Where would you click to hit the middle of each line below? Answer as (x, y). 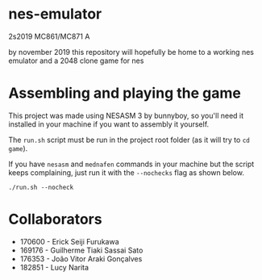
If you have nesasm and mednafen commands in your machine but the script (131, 164)
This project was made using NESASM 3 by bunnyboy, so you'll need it (126, 115)
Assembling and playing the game (125, 93)
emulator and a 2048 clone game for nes (76, 61)
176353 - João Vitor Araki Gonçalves (81, 258)
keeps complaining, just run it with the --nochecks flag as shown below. (126, 172)
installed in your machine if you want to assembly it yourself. (109, 124)
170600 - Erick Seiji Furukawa (69, 241)
